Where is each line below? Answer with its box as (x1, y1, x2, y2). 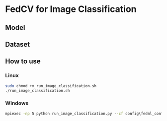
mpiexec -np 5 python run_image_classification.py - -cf (5, 111, 123, 116)
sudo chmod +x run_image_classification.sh (5, 83, 97, 88)
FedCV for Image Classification (5, 3, 137, 15)
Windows (5, 100, 29, 107)
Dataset (5, 40, 30, 48)
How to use (5, 57, 41, 66)
